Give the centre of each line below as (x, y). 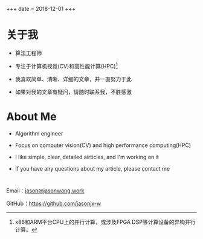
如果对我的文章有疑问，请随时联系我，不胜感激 (73, 92)
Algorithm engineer (39, 133)
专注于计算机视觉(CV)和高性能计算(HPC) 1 (66, 65)
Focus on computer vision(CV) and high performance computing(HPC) (103, 145)
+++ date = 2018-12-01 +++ (41, 9)
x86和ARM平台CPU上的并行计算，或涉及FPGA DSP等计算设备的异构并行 (105, 222)
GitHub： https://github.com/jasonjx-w (54, 203)
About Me (31, 116)
